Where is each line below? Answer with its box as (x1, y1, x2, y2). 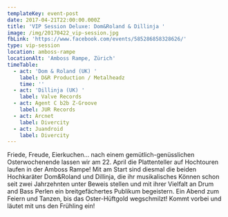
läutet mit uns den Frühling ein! (7, 202, 95, 210)
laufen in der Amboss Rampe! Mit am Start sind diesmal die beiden (7, 165, 197, 174)
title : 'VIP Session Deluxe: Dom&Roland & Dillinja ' (7, 23, 166, 30)
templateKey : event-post (7, 10, 79, 17)
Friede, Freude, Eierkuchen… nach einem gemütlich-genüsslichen (7, 151, 195, 159)
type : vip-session (7, 42, 60, 49)
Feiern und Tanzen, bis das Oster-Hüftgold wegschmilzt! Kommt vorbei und (7, 194, 222, 203)
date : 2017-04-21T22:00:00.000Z (7, 17, 100, 23)
